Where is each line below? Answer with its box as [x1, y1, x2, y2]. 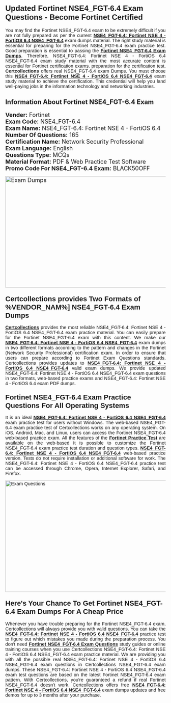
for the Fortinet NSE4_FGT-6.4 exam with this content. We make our [5, 335, 166, 341]
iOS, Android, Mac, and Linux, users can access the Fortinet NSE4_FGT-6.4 [5, 430, 166, 436]
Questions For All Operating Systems [5, 401, 130, 410]
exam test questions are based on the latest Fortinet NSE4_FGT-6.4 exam [5, 671, 166, 678]
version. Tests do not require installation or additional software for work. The [5, 455, 166, 462]
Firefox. [5, 471, 21, 477]
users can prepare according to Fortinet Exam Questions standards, [5, 355, 166, 361]
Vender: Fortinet [5, 111, 50, 118]
